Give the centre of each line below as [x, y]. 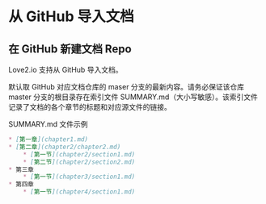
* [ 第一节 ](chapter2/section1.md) [79, 154]
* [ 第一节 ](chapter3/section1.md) [79, 177]
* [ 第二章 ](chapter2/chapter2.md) [65, 147]
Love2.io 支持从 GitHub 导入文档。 [65, 70]
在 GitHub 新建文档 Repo [70, 49]
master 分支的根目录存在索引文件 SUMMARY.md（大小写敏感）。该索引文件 [133, 97]
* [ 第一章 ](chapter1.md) [49, 139]
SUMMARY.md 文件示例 [48, 124]
